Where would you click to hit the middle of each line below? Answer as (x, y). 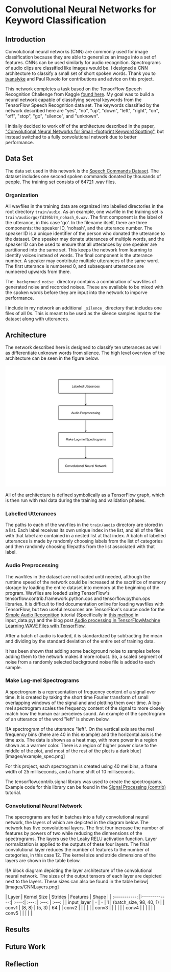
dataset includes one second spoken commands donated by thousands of (83, 176)
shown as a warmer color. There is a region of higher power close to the (81, 745)
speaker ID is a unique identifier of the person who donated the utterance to (85, 234)
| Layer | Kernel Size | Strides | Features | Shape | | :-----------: (72, 897)
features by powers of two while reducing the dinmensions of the (74, 833)
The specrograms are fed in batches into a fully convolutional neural (77, 817)
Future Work (26, 947)
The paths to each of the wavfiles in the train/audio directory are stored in (84, 525)
